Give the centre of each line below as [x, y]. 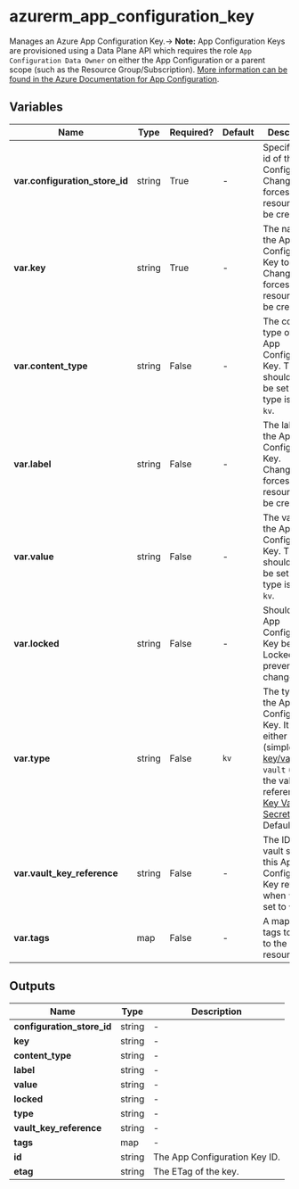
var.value [34, 557]
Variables [36, 107]
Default [238, 132]
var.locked [36, 643]
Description [216, 1011]
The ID [276, 839]
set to [274, 906]
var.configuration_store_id [71, 180]
